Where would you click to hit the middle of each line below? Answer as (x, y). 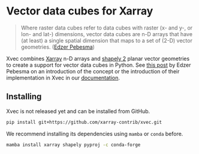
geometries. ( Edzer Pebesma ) (58, 47)
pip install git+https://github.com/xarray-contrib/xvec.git (84, 122)
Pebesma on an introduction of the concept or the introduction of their (93, 71)
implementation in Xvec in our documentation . (63, 78)
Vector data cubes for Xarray (80, 11)
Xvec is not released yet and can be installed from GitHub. (78, 111)
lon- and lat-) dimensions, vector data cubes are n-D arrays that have (107, 34)
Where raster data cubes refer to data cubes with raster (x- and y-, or (107, 28)
